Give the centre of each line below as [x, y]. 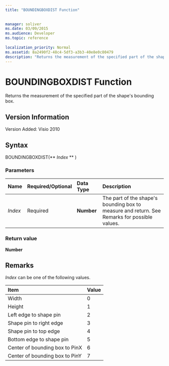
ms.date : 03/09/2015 [27, 29]
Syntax [17, 145]
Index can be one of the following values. [48, 278]
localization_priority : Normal [38, 47]
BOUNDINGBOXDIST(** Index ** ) [41, 157]
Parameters [20, 170]
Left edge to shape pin [34, 315]
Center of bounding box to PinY [45, 356]
